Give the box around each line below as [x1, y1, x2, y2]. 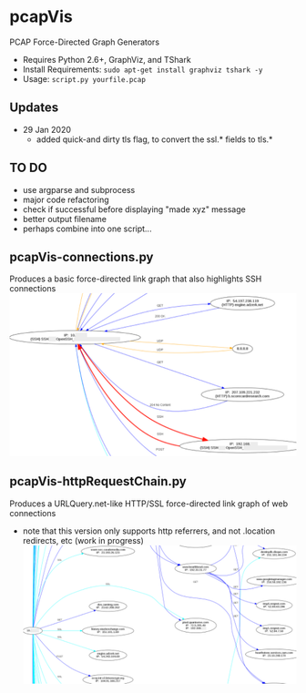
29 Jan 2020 [22, 124, 71, 135]
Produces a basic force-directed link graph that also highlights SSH [9, 273, 262, 284]
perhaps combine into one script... [22, 223, 152, 234]
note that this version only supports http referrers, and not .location [22, 525, 276, 536]
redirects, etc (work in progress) [22, 535, 144, 545]
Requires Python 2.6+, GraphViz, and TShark [22, 54, 191, 65]
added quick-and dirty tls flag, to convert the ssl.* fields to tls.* [36, 134, 273, 145]
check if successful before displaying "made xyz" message [22, 203, 246, 215]
